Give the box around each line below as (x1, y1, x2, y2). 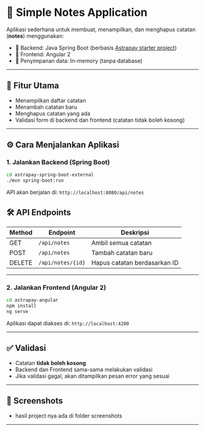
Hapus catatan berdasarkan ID (91, 259, 179, 267)
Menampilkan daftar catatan (15, 97, 87, 104)
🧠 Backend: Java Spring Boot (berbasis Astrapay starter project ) (15, 44, 177, 51)
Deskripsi (121, 229, 149, 237)
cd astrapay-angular (6, 297, 59, 303)
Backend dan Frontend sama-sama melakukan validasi (15, 366, 153, 373)
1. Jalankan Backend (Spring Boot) (6, 158, 110, 167)
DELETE (9, 259, 32, 267)
